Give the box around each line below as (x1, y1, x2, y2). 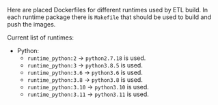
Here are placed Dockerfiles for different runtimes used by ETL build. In (7, 6, 208, 14)
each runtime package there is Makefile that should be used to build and (7, 13, 212, 21)
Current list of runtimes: (7, 33, 74, 42)
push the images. (7, 20, 56, 28)
